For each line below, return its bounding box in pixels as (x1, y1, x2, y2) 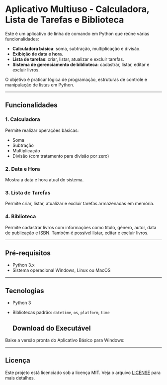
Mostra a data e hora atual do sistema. (5, 176, 84, 183)
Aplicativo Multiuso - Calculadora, (5, 3, 150, 15)
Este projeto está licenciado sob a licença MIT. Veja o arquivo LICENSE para (5, 370, 161, 376)
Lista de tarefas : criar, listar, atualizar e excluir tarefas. (12, 56, 124, 62)
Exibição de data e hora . (12, 51, 63, 57)
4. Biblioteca (5, 213, 36, 220)
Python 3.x (12, 262, 35, 268)
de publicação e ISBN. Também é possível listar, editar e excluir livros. (5, 230, 149, 236)
